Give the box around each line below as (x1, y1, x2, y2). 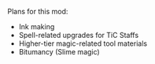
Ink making (18, 22, 55, 31)
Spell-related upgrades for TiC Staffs (18, 31, 139, 40)
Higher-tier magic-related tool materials (18, 39, 147, 48)
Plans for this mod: (7, 7, 68, 16)
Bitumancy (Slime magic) (18, 47, 100, 56)
